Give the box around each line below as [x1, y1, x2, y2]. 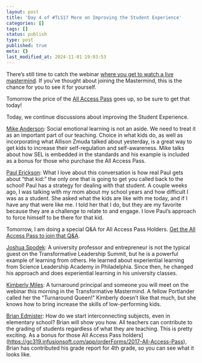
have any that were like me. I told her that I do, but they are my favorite [6, 201, 182, 208]
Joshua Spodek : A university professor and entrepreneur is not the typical [6, 243, 191, 251]
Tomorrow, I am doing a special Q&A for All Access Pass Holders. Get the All [6, 225, 196, 233]
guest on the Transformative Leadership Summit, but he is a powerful [6, 250, 179, 257]
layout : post [6, 8, 39, 15]
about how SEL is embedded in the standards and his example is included [6, 151, 190, 158]
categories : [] [6, 20, 45, 26]
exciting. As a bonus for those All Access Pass [6, 331, 122, 339]
